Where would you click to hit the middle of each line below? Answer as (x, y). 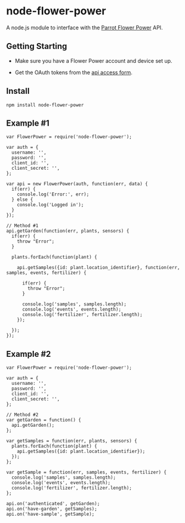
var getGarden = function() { (44, 420)
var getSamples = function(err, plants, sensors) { (72, 441)
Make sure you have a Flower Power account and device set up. (93, 60)
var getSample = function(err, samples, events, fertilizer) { (87, 472)
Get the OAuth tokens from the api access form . (74, 72)
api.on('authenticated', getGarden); (53, 504)
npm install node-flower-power (45, 105)
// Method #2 (22, 415)
